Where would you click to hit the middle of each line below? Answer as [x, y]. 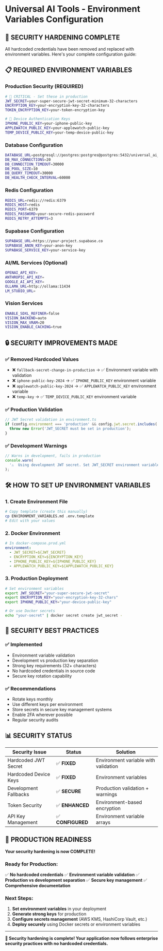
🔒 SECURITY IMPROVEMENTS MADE [61, 343]
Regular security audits [35, 719]
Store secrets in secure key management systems [62, 709]
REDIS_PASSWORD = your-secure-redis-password [50, 214]
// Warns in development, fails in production [53, 456]
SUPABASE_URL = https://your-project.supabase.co [54, 241]
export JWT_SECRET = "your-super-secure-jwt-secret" [57, 593]
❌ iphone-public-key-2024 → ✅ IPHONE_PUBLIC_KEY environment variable [84, 380]
